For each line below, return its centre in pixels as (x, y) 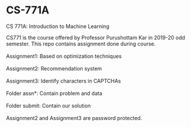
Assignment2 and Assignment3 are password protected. (74, 118)
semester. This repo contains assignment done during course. (81, 44)
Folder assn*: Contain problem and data (54, 93)
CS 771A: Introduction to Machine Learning (58, 26)
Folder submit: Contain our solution (48, 105)
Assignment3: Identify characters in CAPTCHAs (64, 81)
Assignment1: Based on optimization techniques (64, 56)
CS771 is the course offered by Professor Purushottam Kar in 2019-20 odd (96, 37)
